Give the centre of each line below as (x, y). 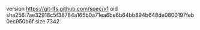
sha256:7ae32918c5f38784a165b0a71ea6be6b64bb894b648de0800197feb (100, 15)
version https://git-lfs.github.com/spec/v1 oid (62, 9)
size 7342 (47, 21)
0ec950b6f (20, 21)
